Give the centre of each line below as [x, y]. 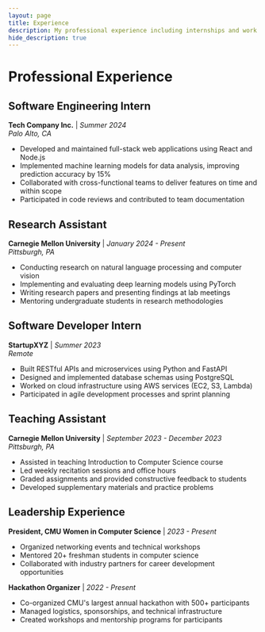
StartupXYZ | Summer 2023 [55, 345]
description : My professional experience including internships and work [133, 30]
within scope [40, 191]
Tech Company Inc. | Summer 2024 [67, 125]
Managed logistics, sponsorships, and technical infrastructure [121, 611]
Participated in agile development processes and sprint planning [125, 394]
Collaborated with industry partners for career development [117, 563]
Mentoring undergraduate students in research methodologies [121, 301]
